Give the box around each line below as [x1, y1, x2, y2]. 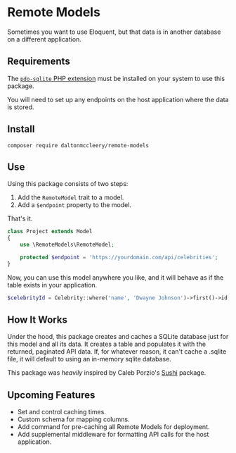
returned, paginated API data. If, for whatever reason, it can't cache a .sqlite [7, 347, 227, 356]
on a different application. [7, 35, 82, 43]
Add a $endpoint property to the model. [17, 201, 132, 209]
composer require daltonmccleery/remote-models [7, 142, 150, 149]
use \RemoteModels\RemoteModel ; [20, 241, 114, 249]
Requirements [7, 56, 70, 68]
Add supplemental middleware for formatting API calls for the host [17, 430, 209, 439]
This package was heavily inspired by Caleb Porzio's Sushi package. [7, 368, 206, 377]
